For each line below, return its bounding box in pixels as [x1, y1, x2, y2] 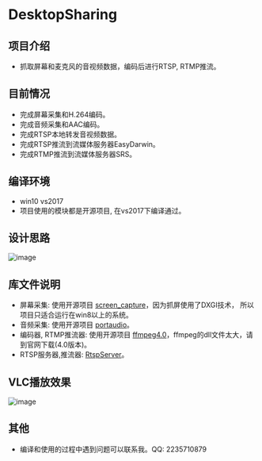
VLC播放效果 [8, 375, 71, 389]
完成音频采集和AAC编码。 [19, 119, 104, 129]
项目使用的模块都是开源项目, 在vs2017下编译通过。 [19, 206, 186, 215]
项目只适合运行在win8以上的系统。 [19, 310, 133, 320]
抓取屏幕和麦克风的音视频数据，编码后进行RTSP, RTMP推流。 [19, 62, 221, 71]
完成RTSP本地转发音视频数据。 [19, 129, 121, 139]
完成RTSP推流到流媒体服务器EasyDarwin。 [19, 139, 160, 148]
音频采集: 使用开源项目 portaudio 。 [19, 320, 135, 330]
